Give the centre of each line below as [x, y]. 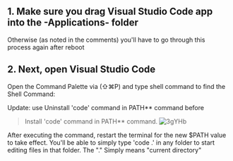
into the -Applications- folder [73, 23]
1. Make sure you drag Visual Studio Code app [110, 12]
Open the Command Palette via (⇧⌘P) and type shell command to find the [116, 86]
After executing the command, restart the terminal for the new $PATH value [117, 135]
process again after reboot [46, 47]
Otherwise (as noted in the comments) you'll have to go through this [106, 40]
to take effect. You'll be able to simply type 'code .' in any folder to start [111, 142]
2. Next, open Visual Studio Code [82, 70]
